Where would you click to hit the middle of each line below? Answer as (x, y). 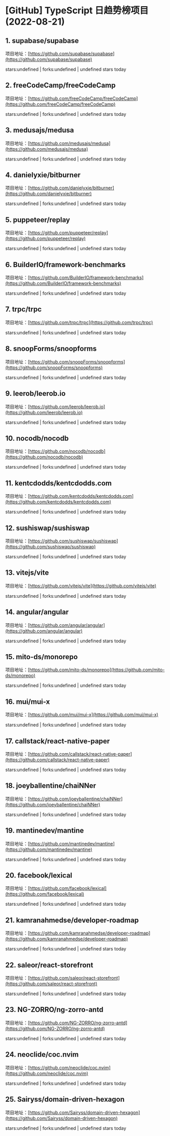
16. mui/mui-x (28, 702)
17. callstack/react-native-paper (58, 741)
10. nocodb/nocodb (37, 438)
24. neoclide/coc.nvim (42, 1055)
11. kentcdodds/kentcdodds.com (58, 483)
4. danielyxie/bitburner (43, 175)
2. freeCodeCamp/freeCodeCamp (61, 85)
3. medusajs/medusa (40, 130)
